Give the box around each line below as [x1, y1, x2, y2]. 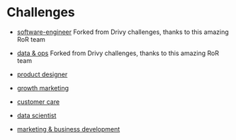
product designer [16, 70, 68, 78]
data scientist [16, 111, 57, 119]
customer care [16, 97, 60, 106]
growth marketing [16, 83, 69, 92]
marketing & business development [16, 124, 120, 133]
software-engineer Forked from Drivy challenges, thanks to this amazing [16, 28, 230, 36]
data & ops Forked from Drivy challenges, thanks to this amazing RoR [16, 49, 219, 57]
